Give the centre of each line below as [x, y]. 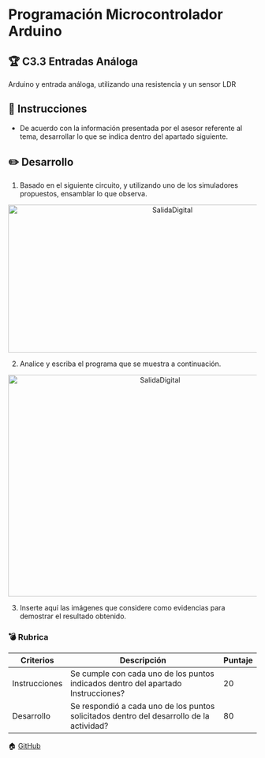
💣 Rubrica [28, 637]
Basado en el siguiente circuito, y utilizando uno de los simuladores [129, 185]
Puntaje [238, 660]
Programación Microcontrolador [116, 15]
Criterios [37, 660]
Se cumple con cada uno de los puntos [142, 674]
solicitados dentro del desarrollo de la [140, 715]
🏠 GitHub [24, 745]
